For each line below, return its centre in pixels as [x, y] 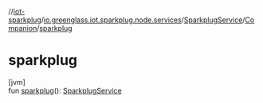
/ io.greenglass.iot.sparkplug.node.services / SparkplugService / [143, 20]
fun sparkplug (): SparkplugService [65, 90]
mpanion [23, 28]
